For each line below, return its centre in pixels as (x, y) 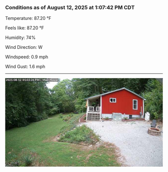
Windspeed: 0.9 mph (27, 57)
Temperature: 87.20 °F (28, 18)
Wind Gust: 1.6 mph (25, 67)
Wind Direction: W (24, 47)
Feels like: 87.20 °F (24, 28)
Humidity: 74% (20, 38)
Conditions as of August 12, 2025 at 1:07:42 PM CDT (70, 7)
